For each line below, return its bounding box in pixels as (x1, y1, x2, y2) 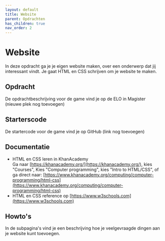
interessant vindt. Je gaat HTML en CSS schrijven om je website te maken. (5, 69, 157, 75)
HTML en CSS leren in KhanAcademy (12, 156, 88, 162)
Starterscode (5, 116, 47, 124)
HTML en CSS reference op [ (12, 193, 72, 199)
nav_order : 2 (5, 26, 32, 31)
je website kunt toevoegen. (5, 231, 60, 237)
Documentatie (5, 143, 50, 151)
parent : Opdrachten (5, 16, 45, 21)
